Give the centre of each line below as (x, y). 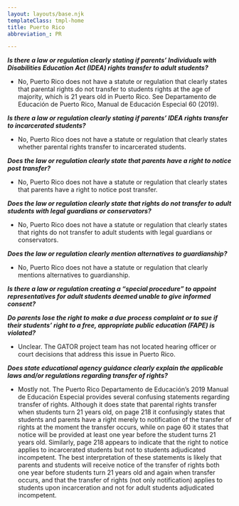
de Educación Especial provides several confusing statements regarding (123, 397)
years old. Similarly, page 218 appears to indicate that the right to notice (123, 443)
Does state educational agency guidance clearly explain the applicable (115, 368)
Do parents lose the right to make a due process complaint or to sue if (113, 318)
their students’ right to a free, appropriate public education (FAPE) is (111, 325)
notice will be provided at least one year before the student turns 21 (117, 435)
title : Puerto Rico (36, 27)
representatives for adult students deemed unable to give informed (109, 297)
